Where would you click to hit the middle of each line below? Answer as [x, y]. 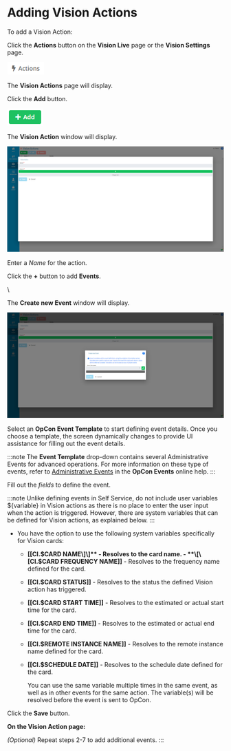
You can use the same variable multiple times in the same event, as [122, 686]
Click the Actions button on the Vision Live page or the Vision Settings [109, 45]
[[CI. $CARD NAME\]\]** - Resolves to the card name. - [107, 554]
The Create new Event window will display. [68, 303]
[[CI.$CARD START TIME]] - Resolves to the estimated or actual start [125, 603]
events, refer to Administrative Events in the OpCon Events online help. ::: [111, 472]
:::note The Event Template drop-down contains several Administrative [108, 457]
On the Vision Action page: [46, 727]
